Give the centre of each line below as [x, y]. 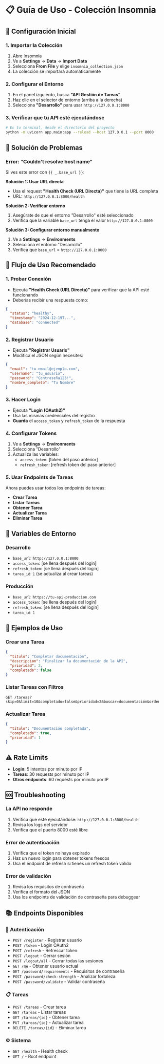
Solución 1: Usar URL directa [35, 181]
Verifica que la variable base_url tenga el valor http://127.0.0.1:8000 [82, 220]
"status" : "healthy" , [32, 314]
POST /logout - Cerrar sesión [42, 956]
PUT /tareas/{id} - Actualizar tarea [48, 1022]
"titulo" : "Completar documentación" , [49, 656]
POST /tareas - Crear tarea [39, 1007]
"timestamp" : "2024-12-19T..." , [43, 318]
